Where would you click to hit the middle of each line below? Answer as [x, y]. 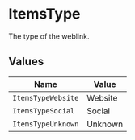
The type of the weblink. [49, 36]
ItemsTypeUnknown [46, 124]
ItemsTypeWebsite [46, 98]
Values [26, 62]
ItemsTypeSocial [44, 111]
